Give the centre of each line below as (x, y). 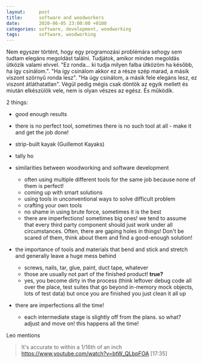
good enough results (41, 114)
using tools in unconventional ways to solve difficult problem (100, 199)
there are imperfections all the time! (59, 305)
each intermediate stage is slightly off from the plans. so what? (103, 317)
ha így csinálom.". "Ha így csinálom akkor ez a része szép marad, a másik (98, 71)
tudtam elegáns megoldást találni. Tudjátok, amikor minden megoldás (93, 58)
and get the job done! (42, 133)
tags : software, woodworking (51, 35)
